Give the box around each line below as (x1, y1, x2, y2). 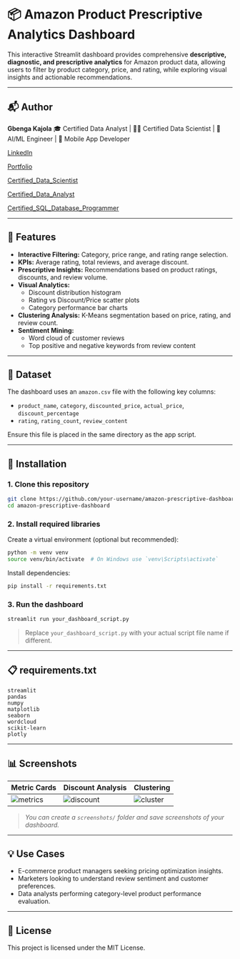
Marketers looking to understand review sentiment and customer (17, 874, 209, 883)
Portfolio (7, 162, 33, 171)
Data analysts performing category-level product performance (17, 890, 202, 898)
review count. (17, 318, 59, 327)
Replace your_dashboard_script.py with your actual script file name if (24, 628, 229, 637)
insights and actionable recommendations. (7, 73, 133, 81)
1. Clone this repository (7, 479, 89, 489)
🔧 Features (7, 231, 56, 244)
